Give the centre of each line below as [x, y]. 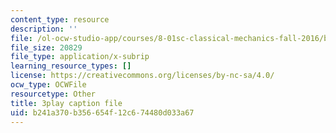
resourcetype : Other [53, 94]
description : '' [44, 29]
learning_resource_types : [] [71, 66]
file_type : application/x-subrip [80, 57]
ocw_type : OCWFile [48, 85]
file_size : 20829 [46, 47]
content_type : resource [60, 19]
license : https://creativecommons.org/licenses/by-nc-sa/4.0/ [142, 76]
